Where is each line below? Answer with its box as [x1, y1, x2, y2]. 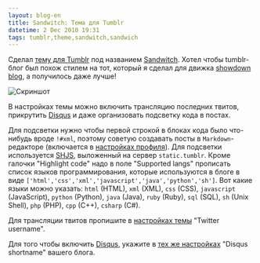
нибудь [8, 134, 33, 144]
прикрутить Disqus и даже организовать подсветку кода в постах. [8, 111, 231, 120]
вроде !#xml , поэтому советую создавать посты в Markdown [34, 134, 231, 144]
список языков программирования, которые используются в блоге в [8, 167, 240, 177]
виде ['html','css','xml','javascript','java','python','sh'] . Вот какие [8, 176, 253, 185]
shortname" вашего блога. [8, 248, 96, 258]
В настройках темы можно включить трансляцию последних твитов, [8, 102, 240, 111]
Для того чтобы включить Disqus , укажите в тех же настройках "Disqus [8, 239, 248, 249]
